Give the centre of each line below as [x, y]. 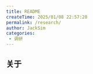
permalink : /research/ [34, 22]
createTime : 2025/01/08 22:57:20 [47, 17]
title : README [23, 11]
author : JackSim [26, 28]
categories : [20, 33]
